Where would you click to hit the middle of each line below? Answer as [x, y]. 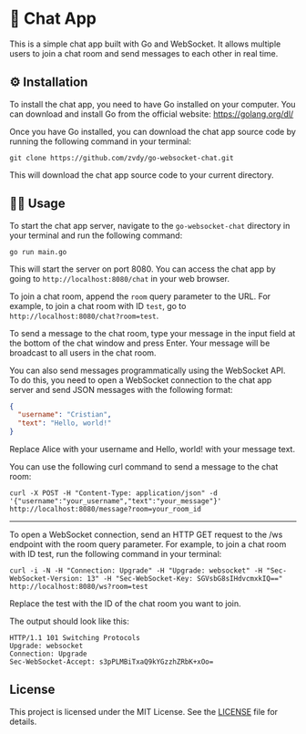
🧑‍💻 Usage [37, 204]
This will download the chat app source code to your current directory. [142, 175]
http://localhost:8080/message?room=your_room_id [106, 510]
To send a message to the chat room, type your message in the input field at [153, 333]
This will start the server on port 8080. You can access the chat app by [143, 269]
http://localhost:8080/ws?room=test [79, 587]
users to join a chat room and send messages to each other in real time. [144, 53]
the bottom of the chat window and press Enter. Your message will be [140, 343]
